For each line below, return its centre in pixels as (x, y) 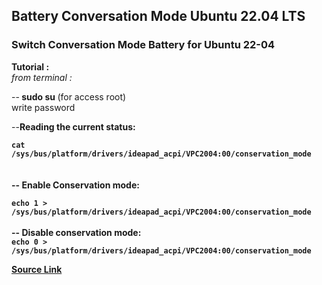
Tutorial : (30, 66)
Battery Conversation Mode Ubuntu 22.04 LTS (158, 16)
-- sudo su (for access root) (69, 96)
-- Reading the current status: (73, 126)
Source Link (37, 269)
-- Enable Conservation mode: (75, 185)
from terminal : (42, 77)
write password (43, 107)
